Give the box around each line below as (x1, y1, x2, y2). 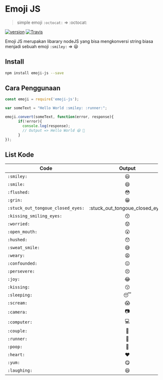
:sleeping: (7, 292, 33, 298)
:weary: (7, 253, 25, 258)
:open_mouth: (7, 229, 38, 235)
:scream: (7, 300, 28, 306)
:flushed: (7, 190, 30, 195)
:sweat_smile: (7, 245, 40, 251)
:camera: (7, 309, 28, 315)
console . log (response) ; (22, 123, 70, 128)
